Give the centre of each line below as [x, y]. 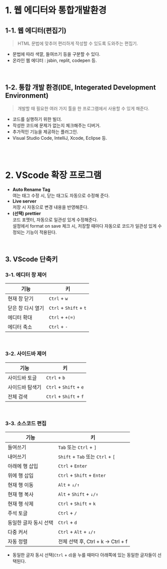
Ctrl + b [56, 377]
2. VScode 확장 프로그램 [53, 175]
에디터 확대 [20, 318]
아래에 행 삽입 [23, 466]
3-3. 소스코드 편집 [26, 423]
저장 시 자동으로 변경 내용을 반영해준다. [50, 207]
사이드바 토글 [22, 377]
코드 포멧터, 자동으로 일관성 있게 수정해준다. [55, 220]
